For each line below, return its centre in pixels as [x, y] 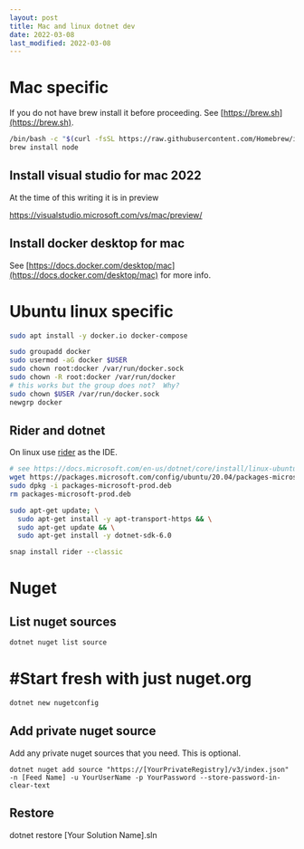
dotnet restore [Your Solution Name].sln [83, 835]
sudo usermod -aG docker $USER [68, 360]
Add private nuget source [83, 731]
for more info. [185, 275]
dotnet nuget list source [58, 643]
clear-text [30, 785]
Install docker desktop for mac [97, 244]
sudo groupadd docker [50, 352]
